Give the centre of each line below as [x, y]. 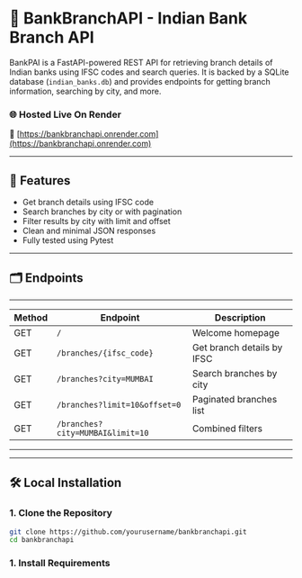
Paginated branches [235, 399]
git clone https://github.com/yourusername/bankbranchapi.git [128, 532]
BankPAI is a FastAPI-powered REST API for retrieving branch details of [141, 62]
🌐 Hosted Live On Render [65, 114]
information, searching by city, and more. [85, 91]
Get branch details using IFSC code [88, 203]
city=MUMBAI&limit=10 [103, 433]
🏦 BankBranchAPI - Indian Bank [129, 18]
